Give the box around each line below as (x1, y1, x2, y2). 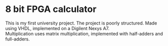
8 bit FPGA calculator (5, 3, 97, 15)
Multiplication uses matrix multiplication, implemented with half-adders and (5, 30, 163, 36)
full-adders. (5, 36, 30, 42)
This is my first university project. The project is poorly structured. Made (5, 20, 157, 26)
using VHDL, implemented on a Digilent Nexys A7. (5, 25, 109, 31)
